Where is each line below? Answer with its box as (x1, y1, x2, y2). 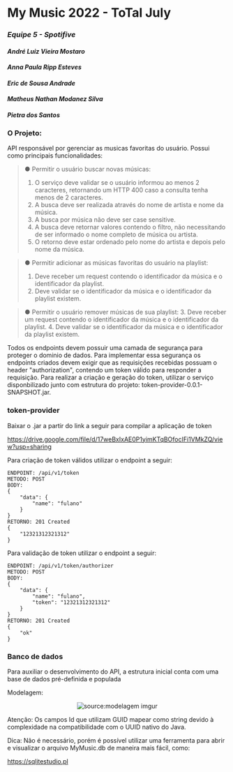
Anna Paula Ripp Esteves (7, 63, 82, 71)
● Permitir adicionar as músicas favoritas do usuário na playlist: (24, 259, 209, 267)
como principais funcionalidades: (7, 151, 103, 160)
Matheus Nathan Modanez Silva (7, 95, 103, 103)
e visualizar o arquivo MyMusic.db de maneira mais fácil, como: (7, 743, 190, 752)
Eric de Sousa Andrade (7, 79, 75, 87)
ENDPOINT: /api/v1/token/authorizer (7, 562, 114, 569)
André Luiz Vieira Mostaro (7, 47, 85, 55)
